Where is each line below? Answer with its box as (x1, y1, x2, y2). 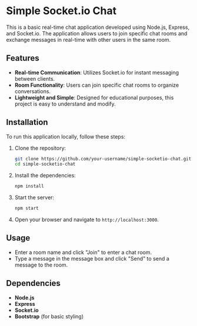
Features (6, 53, 39, 63)
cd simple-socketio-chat (14, 161, 76, 167)
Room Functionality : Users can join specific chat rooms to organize (14, 81, 179, 88)
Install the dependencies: (14, 172, 76, 179)
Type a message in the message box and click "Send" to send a (14, 255, 169, 262)
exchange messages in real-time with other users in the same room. (6, 36, 171, 43)
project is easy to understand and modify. (14, 100, 116, 107)
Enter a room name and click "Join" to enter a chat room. (14, 249, 152, 256)
